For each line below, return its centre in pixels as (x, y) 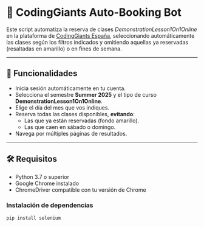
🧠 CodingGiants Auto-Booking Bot (94, 12)
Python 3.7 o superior (42, 176)
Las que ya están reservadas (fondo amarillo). (82, 120)
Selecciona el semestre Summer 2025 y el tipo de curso (86, 94)
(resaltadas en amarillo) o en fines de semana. (64, 49)
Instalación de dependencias (50, 205)
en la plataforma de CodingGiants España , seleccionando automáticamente (100, 35)
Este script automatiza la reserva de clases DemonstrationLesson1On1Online (102, 29)
